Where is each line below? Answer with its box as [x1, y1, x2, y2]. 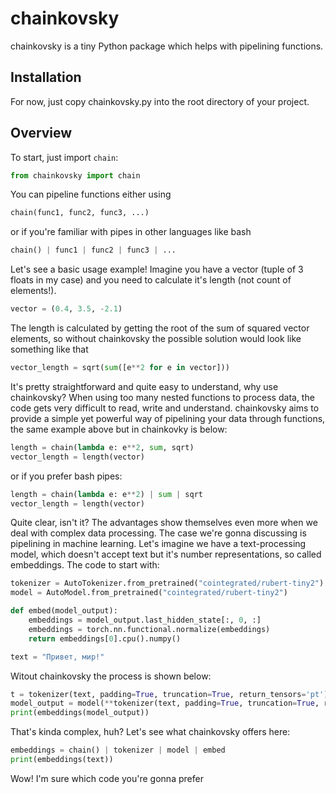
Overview [10, 125, 73, 142]
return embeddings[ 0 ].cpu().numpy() [28, 633, 182, 644]
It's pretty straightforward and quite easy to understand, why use [10, 380, 279, 392]
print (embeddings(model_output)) [10, 708, 150, 718]
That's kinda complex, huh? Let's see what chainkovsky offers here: [10, 726, 291, 738]
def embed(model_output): [10, 606, 118, 616]
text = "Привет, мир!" [10, 652, 105, 662]
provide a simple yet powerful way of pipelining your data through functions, [10, 412, 326, 424]
